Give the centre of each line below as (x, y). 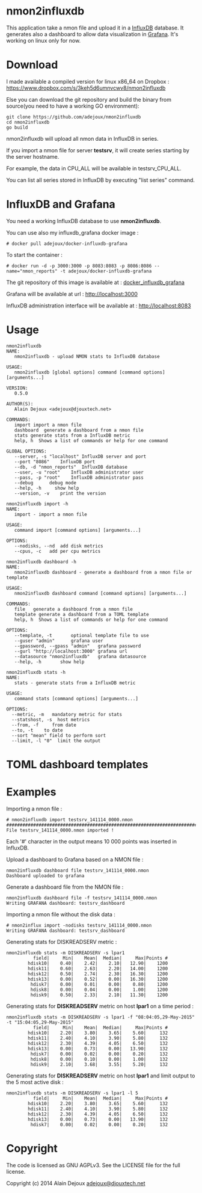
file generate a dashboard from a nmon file (74, 609)
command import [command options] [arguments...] (78, 530)
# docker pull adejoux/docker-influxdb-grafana (67, 244)
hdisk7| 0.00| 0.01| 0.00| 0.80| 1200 (99, 984)
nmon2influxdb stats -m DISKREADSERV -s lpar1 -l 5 (72, 1093)
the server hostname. (33, 156)
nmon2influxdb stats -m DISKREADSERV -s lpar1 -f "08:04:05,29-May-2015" (101, 1017)
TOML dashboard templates (77, 764)
